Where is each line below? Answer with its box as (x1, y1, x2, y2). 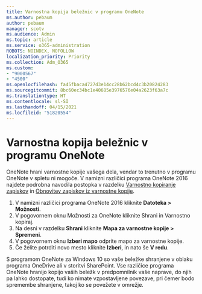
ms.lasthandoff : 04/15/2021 (6, 104, 77, 110)
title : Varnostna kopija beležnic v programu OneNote (6, 8, 145, 15)
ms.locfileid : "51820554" (6, 110, 71, 116)
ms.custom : (6, 64, 34, 71)
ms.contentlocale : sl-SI (6, 98, 69, 104)
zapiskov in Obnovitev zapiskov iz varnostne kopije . (6, 187, 134, 195)
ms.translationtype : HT (6, 93, 66, 99)
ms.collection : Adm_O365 (6, 59, 69, 65)
